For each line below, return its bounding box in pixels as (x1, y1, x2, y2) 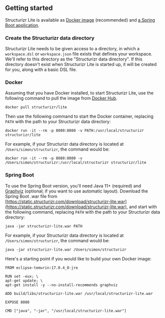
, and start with (126, 204, 157, 210)
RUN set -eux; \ (5, 274, 38, 279)
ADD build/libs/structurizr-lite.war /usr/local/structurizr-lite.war (5, 291, 153, 296)
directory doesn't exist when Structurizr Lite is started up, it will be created (5, 62, 157, 67)
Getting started (5, 4, 53, 12)
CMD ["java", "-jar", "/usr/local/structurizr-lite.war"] (5, 308, 127, 313)
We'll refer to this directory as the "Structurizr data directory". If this (5, 56, 143, 62)
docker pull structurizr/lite (5, 105, 67, 110)
